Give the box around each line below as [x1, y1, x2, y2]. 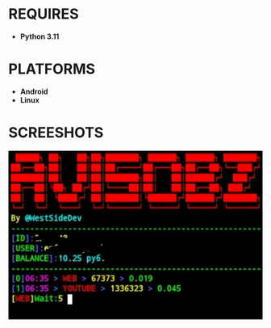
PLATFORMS [8, 60, 95, 78]
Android [19, 86, 48, 96]
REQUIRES [8, 5, 79, 23]
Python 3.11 [19, 32, 60, 41]
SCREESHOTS [8, 124, 104, 142]
